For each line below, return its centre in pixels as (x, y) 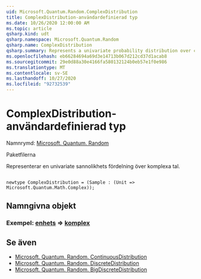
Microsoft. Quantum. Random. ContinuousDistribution (81, 257)
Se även (22, 242)
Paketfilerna (21, 154)
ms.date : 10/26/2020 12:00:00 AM (48, 23)
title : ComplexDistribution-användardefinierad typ (72, 17)
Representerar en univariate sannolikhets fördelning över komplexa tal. (93, 166)
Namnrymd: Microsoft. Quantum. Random (58, 143)
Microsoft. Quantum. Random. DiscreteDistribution (77, 263)
